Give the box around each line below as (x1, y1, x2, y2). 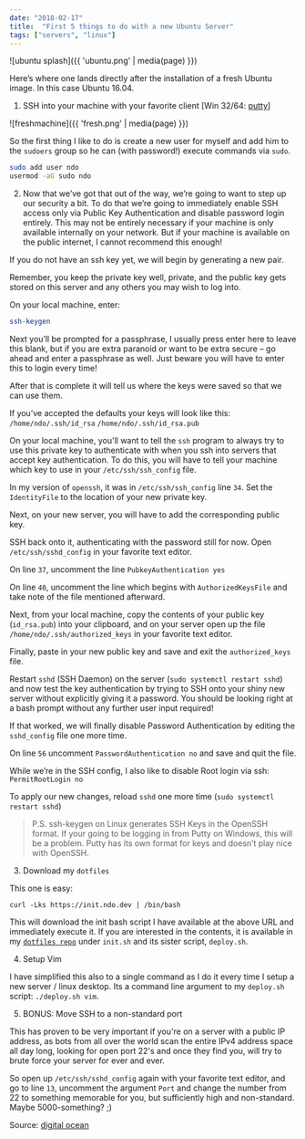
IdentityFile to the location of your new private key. (9, 492, 208, 502)
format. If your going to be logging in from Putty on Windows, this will (31, 828, 293, 839)
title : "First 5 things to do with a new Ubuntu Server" (9, 22, 234, 31)
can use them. (9, 390, 64, 401)
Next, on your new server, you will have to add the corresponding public (9, 509, 280, 520)
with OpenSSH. (31, 848, 89, 858)
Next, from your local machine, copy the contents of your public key (9, 609, 265, 620)
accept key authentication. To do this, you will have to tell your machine (9, 455, 278, 465)
